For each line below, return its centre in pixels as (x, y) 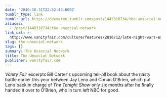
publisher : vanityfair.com (33, 60)
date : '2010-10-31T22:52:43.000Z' (41, 10)
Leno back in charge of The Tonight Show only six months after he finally (80, 85)
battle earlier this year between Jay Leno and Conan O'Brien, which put (78, 80)
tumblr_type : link (24, 14)
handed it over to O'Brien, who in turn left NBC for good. (62, 90)
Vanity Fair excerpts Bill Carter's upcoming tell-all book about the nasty (78, 74)
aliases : (14, 24)
